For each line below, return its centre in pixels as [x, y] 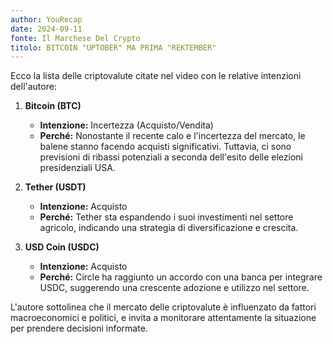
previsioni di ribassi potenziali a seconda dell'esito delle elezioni [171, 157]
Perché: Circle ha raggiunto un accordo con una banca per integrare [181, 277]
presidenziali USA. [77, 168]
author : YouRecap [46, 19]
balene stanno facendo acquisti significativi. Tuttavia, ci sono [165, 147]
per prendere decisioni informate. [79, 328]
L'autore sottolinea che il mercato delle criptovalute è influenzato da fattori [163, 307]
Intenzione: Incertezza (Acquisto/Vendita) [126, 125]
